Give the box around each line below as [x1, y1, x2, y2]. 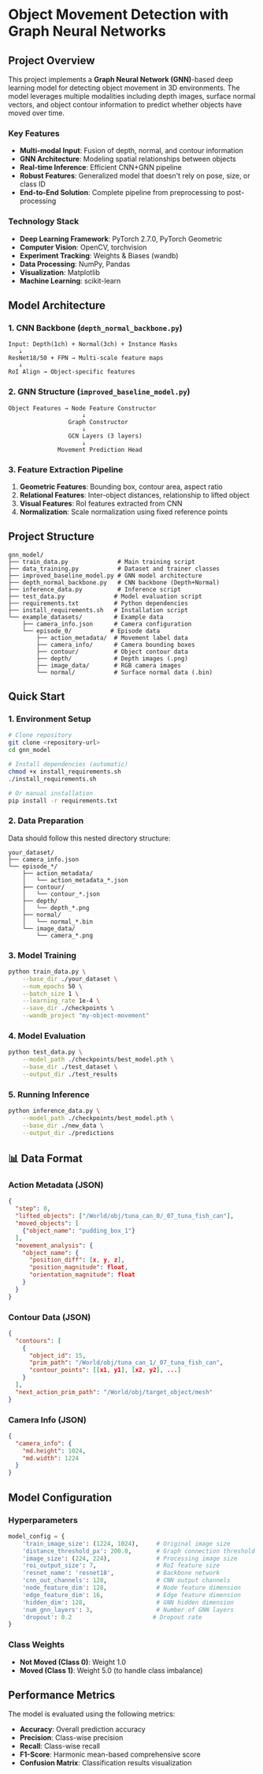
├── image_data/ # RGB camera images [36, 661, 181, 669]
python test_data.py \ [8, 1048, 83, 1056]
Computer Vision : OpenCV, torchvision [19, 242, 147, 252]
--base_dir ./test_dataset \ [22, 1063, 118, 1071]
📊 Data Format [8, 1152, 83, 1166]
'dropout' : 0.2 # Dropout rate [22, 1613, 202, 1621]
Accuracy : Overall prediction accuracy [19, 1724, 146, 1735]
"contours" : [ [15, 1336, 61, 1344]
